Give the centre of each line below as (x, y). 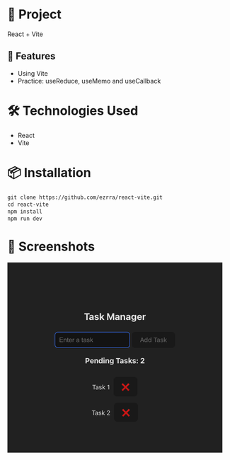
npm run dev (25, 219)
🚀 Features (31, 56)
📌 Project (35, 15)
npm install (25, 212)
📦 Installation (49, 172)
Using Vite (33, 73)
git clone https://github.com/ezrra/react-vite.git (85, 197)
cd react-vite (28, 205)
